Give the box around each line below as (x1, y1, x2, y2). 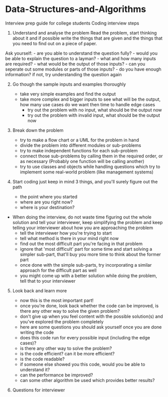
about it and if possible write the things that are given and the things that (12, 35, 163, 41)
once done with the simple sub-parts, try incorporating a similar (20, 262, 152, 268)
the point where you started (20, 193, 78, 200)
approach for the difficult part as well (20, 267, 97, 273)
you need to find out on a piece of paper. (12, 40, 97, 46)
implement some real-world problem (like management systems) (20, 169, 154, 175)
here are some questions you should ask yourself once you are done (20, 324, 162, 330)
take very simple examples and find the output (20, 91, 116, 97)
